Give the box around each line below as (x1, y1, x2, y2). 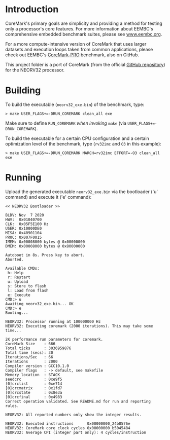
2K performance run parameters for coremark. (5, 337, 103, 342)
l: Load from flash (7, 288, 49, 293)
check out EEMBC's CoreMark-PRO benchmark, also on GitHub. (5, 52, 140, 58)
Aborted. (5, 257, 24, 262)
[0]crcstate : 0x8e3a (5, 390, 62, 395)
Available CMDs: (5, 266, 40, 271)
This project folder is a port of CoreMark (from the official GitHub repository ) (5, 61, 165, 67)
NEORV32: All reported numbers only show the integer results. (5, 412, 142, 417)
